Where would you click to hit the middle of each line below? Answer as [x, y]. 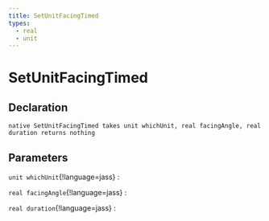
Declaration [38, 107]
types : [19, 23]
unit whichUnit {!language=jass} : [64, 177]
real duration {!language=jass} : [62, 208]
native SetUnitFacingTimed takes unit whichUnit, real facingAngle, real [135, 126]
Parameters [38, 158]
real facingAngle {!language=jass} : [68, 193]
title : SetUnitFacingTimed [54, 16]
